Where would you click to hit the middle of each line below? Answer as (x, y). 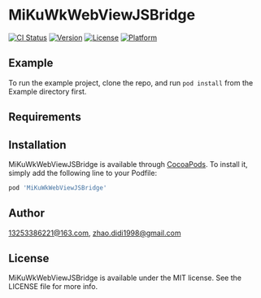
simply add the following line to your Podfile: (83, 173)
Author (26, 213)
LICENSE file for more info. (53, 287)
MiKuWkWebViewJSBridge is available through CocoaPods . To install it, (128, 164)
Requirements (45, 117)
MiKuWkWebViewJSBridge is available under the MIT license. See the (125, 278)
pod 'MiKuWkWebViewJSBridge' (58, 188)
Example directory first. (48, 91)
